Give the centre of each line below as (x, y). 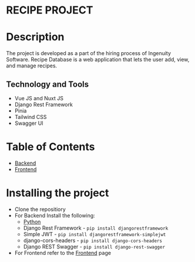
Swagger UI (29, 123)
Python (32, 222)
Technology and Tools (48, 84)
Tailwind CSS (31, 117)
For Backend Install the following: (55, 215)
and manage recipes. (32, 66)
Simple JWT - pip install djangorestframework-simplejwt (95, 234)
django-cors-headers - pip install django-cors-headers (93, 240)
